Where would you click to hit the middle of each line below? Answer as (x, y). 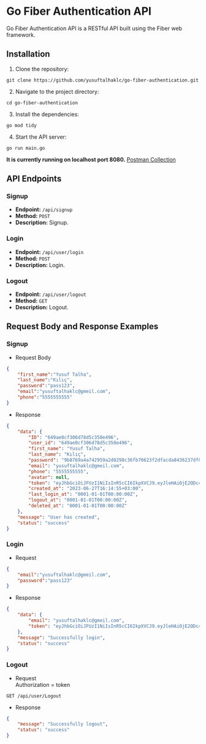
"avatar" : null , (49, 477)
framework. (21, 34)
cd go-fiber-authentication (42, 103)
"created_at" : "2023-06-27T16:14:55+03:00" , (86, 489)
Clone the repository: (42, 69)
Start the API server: (41, 137)
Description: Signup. (42, 223)
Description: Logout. (42, 308)
